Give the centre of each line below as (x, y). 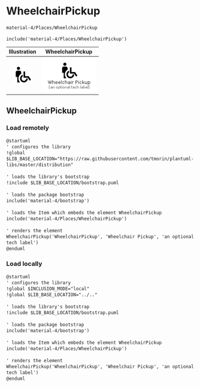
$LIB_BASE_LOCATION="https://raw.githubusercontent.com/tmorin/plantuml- (100, 159)
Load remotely (28, 128)
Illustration (23, 52)
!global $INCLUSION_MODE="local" (48, 289)
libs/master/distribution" (40, 165)
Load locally (24, 264)
